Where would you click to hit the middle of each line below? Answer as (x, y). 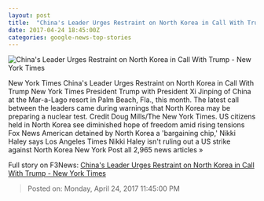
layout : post (29, 15)
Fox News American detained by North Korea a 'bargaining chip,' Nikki (122, 133)
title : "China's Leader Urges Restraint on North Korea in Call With (126, 23)
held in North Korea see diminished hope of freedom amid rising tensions (126, 125)
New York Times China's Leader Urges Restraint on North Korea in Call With (131, 83)
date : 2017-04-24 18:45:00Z (54, 30)
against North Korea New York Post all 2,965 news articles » (106, 150)
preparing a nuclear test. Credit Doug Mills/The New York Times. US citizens (132, 117)
